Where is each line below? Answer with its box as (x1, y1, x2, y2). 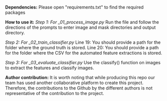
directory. (5, 30, 25, 35)
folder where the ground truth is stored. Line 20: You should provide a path (5, 45, 159, 50)
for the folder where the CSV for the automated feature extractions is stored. (5, 50, 163, 56)
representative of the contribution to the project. (5, 91, 104, 96)
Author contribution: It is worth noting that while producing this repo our (5, 75, 156, 80)
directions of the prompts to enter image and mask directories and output (5, 24, 156, 30)
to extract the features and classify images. (5, 65, 94, 71)
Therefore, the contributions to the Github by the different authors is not (5, 85, 153, 91)
